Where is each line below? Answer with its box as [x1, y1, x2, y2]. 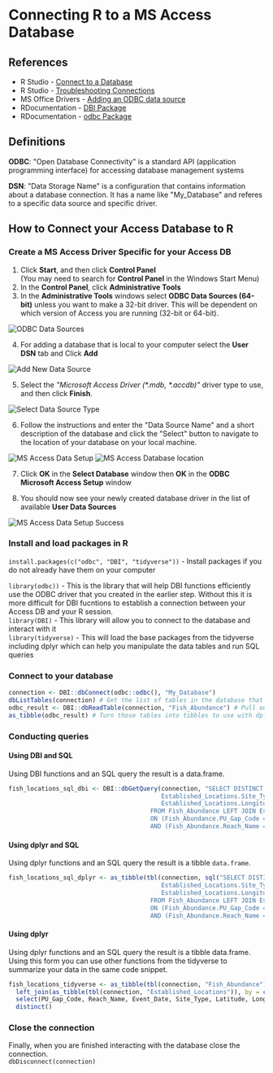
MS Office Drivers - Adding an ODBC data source [19, 94, 186, 103]
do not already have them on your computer [8, 565, 156, 574]
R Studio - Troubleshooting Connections [19, 85, 155, 95]
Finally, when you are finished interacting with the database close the [8, 1040, 240, 1050]
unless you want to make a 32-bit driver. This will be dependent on [33, 299, 258, 309]
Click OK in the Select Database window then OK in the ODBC [19, 469, 230, 478]
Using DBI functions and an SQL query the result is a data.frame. [8, 769, 225, 779]
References [8, 55, 68, 69]
